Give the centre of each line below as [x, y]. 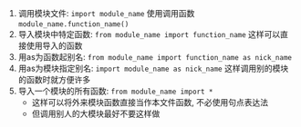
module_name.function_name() [73, 24]
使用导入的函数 [54, 45]
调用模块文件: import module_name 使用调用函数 [106, 13]
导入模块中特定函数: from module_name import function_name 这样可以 [149, 34]
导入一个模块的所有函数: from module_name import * [115, 91]
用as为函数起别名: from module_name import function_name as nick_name [155, 57]
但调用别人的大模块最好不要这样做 [96, 113]
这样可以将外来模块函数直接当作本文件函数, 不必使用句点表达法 [150, 102]
